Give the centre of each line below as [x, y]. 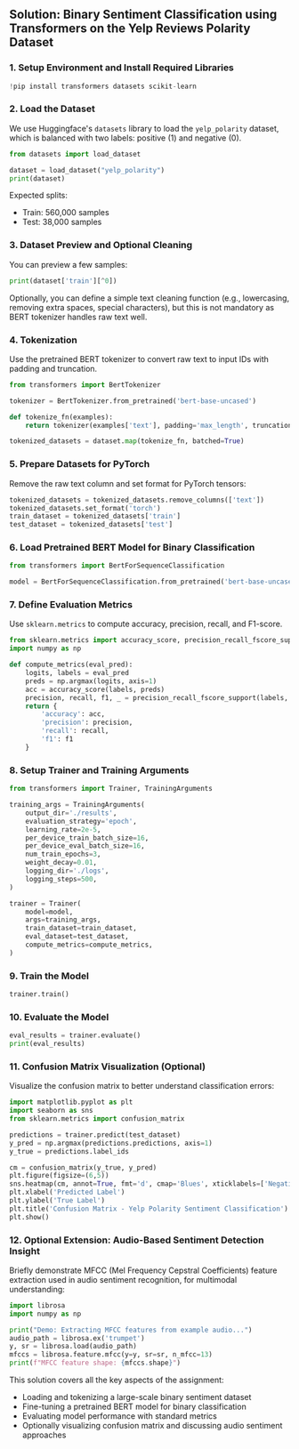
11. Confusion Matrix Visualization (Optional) [108, 1067]
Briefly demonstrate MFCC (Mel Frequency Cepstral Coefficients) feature [143, 1270]
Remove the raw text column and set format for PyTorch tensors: [128, 483]
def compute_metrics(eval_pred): [71, 665]
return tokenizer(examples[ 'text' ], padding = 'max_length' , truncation [159, 425]
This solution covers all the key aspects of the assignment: [117, 1380]
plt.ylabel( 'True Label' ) [57, 1201]
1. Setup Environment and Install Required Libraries [121, 68]
